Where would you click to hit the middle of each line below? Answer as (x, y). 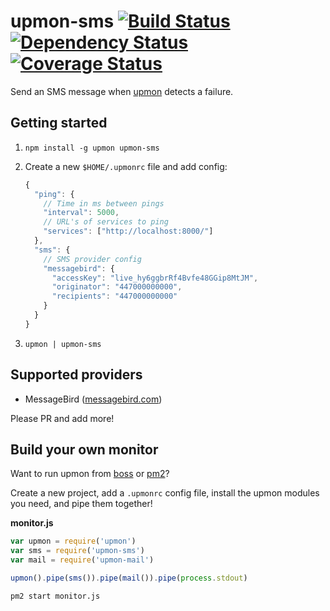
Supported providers (76, 375)
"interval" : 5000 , (81, 213)
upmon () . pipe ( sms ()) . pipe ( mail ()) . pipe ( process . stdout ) (129, 578)
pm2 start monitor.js (55, 596)
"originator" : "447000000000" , (117, 287)
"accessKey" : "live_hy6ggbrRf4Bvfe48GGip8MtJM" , (155, 278)
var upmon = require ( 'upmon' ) (73, 541)
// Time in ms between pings (104, 203)
